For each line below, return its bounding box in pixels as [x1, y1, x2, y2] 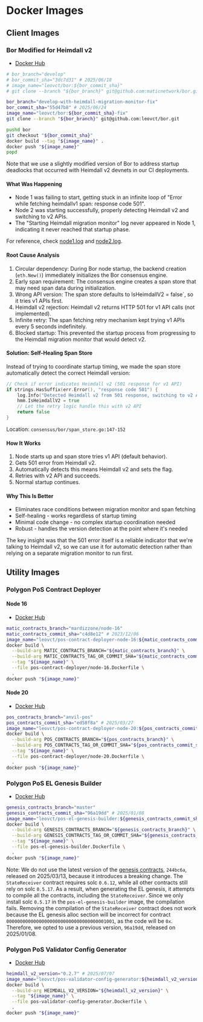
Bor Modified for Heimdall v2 [6, 46, 92, 54]
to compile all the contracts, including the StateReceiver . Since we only [6, 891, 184, 899]
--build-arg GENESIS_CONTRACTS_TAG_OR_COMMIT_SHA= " [11, 832, 145, 839]
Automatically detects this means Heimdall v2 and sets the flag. [14, 466, 173, 473]
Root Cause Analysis [6, 251, 60, 259]
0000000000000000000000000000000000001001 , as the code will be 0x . [6, 917, 173, 925]
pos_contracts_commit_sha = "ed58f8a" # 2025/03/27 [6, 720, 134, 726]
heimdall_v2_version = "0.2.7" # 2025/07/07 [6, 971, 115, 977]
